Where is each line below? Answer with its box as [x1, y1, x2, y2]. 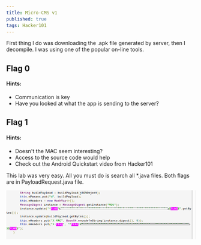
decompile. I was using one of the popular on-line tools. [6, 46, 144, 53]
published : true [6, 16, 47, 22]
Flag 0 [6, 63, 30, 73]
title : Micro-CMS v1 [6, 10, 58, 16]
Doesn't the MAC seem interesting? [14, 147, 103, 154]
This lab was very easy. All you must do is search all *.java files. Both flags [6, 172, 190, 179]
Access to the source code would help [14, 154, 110, 161]
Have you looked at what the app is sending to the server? [14, 100, 159, 107]
